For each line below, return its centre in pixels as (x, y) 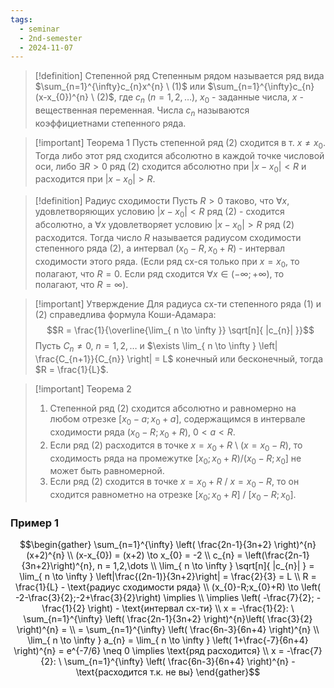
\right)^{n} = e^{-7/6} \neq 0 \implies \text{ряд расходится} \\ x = (149, 651)
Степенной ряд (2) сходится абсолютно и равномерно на (173, 408)
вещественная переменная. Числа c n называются (142, 111)
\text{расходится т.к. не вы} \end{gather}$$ (168, 672)
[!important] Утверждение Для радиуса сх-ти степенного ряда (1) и (178, 304)
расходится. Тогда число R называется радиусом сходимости (168, 237)
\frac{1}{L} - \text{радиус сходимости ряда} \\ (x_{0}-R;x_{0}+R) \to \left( (168, 587)
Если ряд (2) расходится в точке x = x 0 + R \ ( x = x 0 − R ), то (176, 446)
